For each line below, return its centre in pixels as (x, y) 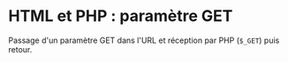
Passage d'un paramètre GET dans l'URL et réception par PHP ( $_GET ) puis (144, 40)
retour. (20, 49)
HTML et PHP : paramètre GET (121, 16)
